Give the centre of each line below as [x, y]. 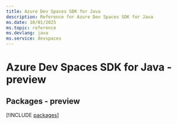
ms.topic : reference [31, 28]
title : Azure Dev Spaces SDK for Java [53, 11]
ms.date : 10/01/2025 [31, 22]
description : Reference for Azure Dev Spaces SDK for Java [80, 17]
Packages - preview [43, 101]
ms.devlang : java [27, 33]
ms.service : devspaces [34, 38]
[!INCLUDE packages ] [33, 115]
